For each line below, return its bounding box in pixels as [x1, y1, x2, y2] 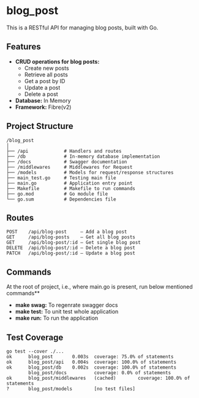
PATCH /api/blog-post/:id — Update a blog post [6, 250, 136, 257]
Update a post [24, 84, 61, 91]
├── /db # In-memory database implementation [6, 153, 160, 160]
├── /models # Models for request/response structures [6, 169, 174, 175]
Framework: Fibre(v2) [15, 103, 72, 111]
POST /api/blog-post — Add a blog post [6, 229, 127, 235]
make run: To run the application [15, 314, 99, 322]
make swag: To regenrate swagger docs [15, 301, 118, 309]
